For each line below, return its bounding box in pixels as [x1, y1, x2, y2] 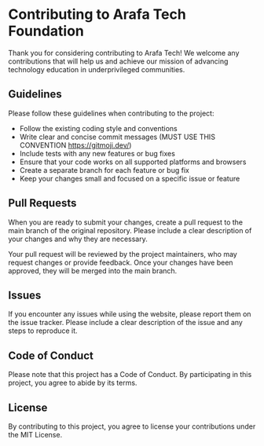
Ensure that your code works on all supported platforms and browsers [19, 157, 247, 166]
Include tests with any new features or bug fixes [19, 148, 175, 158]
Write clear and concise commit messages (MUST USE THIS [19, 132, 216, 141]
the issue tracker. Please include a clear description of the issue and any [8, 318, 244, 327]
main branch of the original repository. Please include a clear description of [8, 225, 252, 235]
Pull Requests [8, 196, 77, 210]
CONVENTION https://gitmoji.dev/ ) [19, 140, 132, 150]
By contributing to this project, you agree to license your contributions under [8, 422, 256, 431]
